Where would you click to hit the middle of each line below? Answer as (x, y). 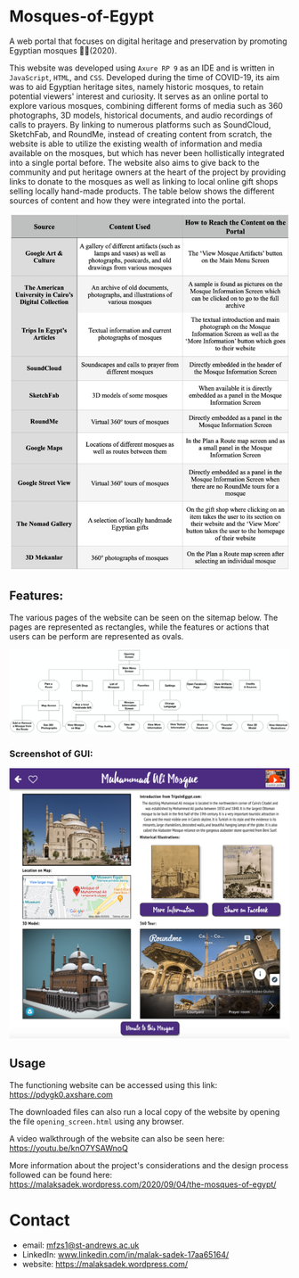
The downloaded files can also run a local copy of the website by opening (145, 1111)
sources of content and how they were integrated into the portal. (128, 200)
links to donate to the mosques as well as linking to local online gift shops (144, 181)
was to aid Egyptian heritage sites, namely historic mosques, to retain (137, 87)
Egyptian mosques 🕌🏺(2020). (63, 50)
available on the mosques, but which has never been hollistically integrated (147, 153)
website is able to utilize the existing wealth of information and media (136, 144)
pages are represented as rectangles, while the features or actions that (139, 627)
